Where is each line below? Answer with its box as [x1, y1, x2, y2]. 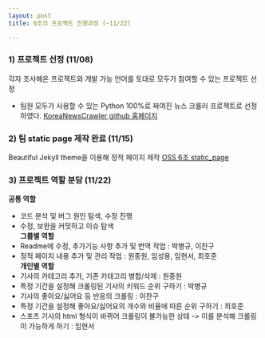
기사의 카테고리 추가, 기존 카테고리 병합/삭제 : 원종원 [19, 272, 182, 281]
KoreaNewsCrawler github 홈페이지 [43, 111, 158, 120]
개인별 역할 [19, 261, 54, 271]
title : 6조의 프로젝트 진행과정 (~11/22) [8, 19, 132, 27]
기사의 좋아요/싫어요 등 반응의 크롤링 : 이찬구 [19, 292, 160, 301]
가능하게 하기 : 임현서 [28, 321, 95, 331]
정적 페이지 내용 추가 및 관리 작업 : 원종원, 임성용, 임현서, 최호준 [19, 251, 218, 261]
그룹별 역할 [19, 231, 54, 241]
